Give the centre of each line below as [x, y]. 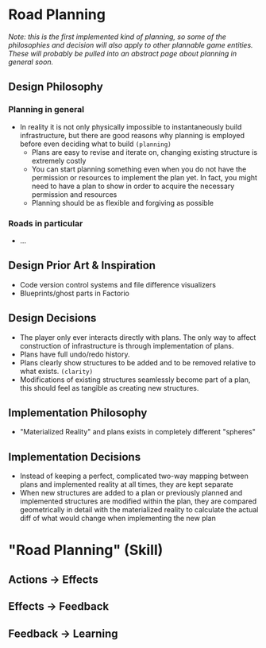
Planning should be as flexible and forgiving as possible [123, 202]
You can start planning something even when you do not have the [139, 169]
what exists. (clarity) [56, 371]
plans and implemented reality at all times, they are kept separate [126, 484]
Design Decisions [52, 318]
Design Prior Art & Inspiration [82, 266]
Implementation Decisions [75, 457]
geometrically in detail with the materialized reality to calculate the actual [139, 510]
